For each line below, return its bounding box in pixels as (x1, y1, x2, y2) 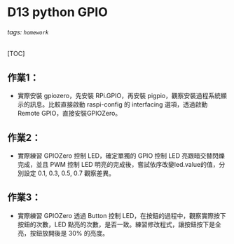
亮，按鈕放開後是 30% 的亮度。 (17, 229, 109, 237)
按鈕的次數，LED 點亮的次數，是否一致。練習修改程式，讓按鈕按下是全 (17, 220, 222, 229)
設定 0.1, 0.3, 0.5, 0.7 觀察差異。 (23, 169, 116, 177)
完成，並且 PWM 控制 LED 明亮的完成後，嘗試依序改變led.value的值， (17, 161, 219, 169)
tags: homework (7, 27, 49, 36)
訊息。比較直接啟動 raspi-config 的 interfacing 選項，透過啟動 (29, 100, 208, 109)
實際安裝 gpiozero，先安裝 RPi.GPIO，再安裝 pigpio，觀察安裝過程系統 (17, 92, 221, 100)
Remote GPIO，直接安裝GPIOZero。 (17, 109, 122, 118)
